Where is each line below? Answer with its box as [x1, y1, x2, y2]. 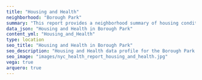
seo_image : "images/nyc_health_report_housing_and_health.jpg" [6, 54, 168, 60]
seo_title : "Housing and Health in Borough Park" [6, 43, 133, 49]
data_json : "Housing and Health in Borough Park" [6, 25, 133, 32]
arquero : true [6, 64, 42, 71]
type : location [6, 37, 44, 43]
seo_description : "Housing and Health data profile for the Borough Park [6, 48, 195, 54]
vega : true [6, 59, 34, 65]
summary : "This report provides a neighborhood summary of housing [6, 20, 179, 26]
